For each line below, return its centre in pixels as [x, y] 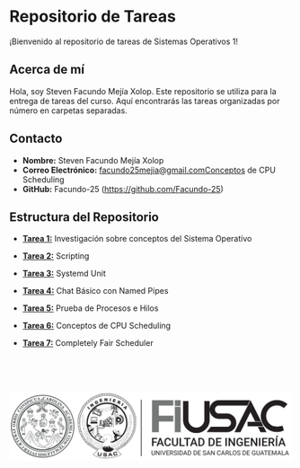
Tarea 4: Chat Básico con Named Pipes [95, 291]
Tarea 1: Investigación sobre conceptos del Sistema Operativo [137, 239]
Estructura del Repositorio [84, 217]
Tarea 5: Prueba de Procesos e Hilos [90, 308]
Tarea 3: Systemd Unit [64, 274]
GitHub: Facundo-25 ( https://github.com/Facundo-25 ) [123, 189]
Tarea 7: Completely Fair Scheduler [88, 343]
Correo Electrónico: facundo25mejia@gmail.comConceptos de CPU [149, 170]
